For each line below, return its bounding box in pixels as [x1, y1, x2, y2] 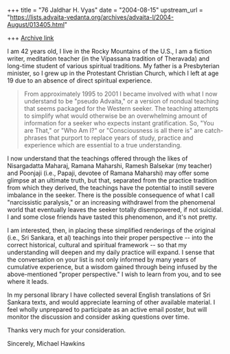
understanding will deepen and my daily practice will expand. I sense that [7, 248, 215, 256]
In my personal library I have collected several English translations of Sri [7, 291, 211, 299]
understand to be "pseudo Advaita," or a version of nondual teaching [23, 97, 219, 105]
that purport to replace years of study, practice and [48, 134, 194, 142]
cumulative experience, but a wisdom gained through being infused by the [7, 263, 218, 271]
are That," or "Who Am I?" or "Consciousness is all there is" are [23, 127, 204, 134]
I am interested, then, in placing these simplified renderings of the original [7, 227, 216, 234]
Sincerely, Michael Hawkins [7, 340, 85, 347]
